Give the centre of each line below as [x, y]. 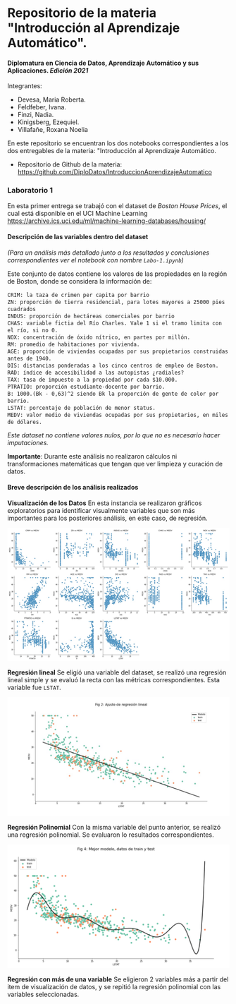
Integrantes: [25, 86]
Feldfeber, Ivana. [42, 107]
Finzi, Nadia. [36, 115]
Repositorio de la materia [82, 13]
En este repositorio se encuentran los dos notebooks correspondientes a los [118, 143]
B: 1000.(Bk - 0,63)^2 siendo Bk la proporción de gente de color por [113, 394]
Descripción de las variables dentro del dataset [78, 237]
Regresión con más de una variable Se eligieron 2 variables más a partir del [118, 979]
